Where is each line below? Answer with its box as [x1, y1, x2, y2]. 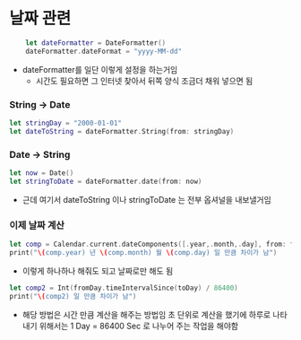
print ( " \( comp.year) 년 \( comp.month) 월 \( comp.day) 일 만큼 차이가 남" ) [9, 248, 278, 257]
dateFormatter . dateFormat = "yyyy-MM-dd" [25, 47, 182, 56]
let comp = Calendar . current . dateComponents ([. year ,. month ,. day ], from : [9, 240, 287, 249]
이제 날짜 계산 [9, 219, 65, 231]
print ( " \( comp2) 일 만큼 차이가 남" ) [9, 292, 137, 301]
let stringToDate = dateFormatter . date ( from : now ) [9, 177, 202, 186]
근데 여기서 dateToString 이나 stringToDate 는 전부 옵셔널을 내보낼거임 [21, 194, 271, 205]
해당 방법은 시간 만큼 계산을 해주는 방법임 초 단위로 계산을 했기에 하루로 [21, 309, 271, 319]
